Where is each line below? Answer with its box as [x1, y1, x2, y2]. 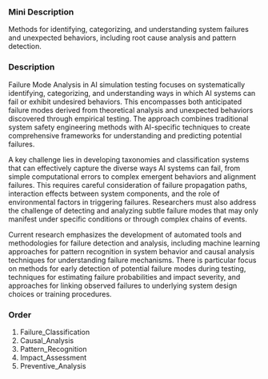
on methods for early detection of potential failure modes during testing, [8, 263, 246, 273]
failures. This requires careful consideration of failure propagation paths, [8, 180, 248, 189]
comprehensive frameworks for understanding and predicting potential [8, 130, 242, 140]
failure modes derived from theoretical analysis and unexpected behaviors [8, 105, 254, 114]
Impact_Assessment [19, 353, 87, 362]
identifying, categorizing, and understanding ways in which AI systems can [8, 88, 256, 98]
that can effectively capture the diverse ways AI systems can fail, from [8, 163, 241, 173]
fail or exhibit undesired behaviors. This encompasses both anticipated [8, 97, 242, 106]
